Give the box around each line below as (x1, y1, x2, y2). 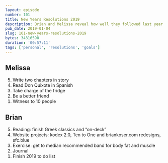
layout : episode (5, 7, 39, 13)
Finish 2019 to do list (12, 153, 55, 159)
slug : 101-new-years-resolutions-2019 (5, 31, 87, 36)
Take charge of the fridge (12, 88, 65, 94)
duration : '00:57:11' (5, 40, 51, 45)
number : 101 (5, 12, 30, 17)
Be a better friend (12, 93, 49, 99)
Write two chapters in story (12, 77, 69, 83)
